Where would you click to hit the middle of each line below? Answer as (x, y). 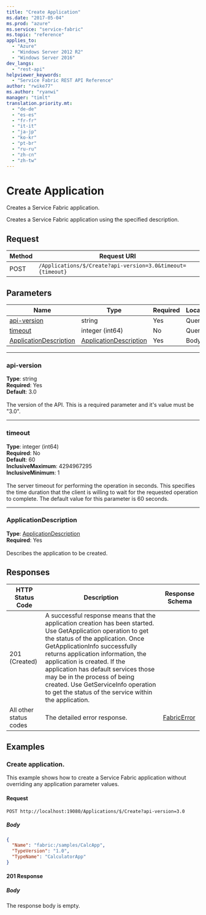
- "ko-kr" (24, 138)
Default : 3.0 (21, 392)
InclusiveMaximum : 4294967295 (49, 466)
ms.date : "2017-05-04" (35, 18)
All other (21, 709)
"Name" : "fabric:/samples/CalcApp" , (59, 845)
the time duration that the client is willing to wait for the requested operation (102, 492)
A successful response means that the (100, 616)
